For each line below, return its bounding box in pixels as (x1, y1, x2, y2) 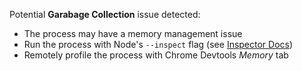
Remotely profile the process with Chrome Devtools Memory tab (23, 49, 289, 61)
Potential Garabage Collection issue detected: (9, 9, 201, 20)
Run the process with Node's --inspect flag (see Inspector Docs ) (23, 39, 294, 50)
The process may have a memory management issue (23, 28, 243, 39)
